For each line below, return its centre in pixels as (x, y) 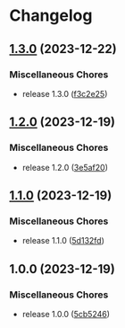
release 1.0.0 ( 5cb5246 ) (66, 314)
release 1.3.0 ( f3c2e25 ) (65, 93)
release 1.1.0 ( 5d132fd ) (63, 241)
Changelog (51, 16)
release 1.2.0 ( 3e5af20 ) (65, 167)
